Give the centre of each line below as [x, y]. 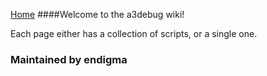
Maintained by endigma [69, 59]
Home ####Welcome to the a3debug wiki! [97, 14]
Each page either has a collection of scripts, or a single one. [134, 33]
